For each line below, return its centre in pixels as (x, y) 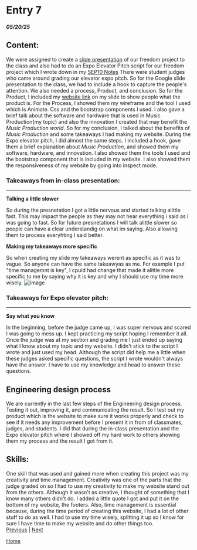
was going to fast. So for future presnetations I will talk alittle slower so (91, 222)
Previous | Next (25, 529)
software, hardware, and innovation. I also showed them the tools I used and (98, 152)
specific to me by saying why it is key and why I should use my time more (95, 276)
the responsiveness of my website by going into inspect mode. (82, 165)
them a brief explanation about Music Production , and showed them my (92, 147)
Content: (23, 45)
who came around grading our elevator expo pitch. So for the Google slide (96, 78)
